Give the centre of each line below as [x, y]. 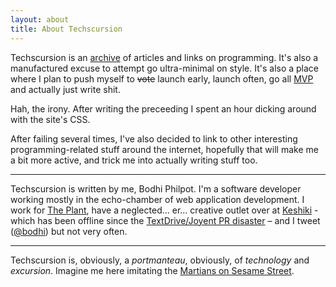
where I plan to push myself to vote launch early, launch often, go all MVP [162, 78]
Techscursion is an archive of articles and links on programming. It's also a [164, 57]
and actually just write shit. [65, 89]
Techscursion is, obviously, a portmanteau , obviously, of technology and [160, 260]
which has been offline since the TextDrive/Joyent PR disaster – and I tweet [165, 220]
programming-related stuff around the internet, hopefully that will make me [164, 149]
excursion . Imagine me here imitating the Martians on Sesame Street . [152, 270]
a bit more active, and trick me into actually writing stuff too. [134, 160]
